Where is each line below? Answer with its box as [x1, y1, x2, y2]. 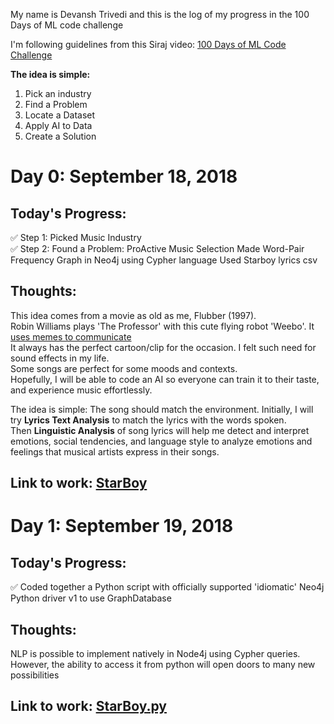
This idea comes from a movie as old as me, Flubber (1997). [10, 309, 257, 321]
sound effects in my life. [10, 352, 110, 364]
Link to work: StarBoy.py [10, 698, 167, 715]
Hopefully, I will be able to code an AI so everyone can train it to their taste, [10, 373, 320, 385]
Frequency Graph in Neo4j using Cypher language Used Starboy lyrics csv [10, 254, 318, 266]
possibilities [10, 669, 60, 681]
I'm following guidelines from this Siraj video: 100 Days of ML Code [10, 39, 287, 50]
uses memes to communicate [10, 330, 132, 343]
